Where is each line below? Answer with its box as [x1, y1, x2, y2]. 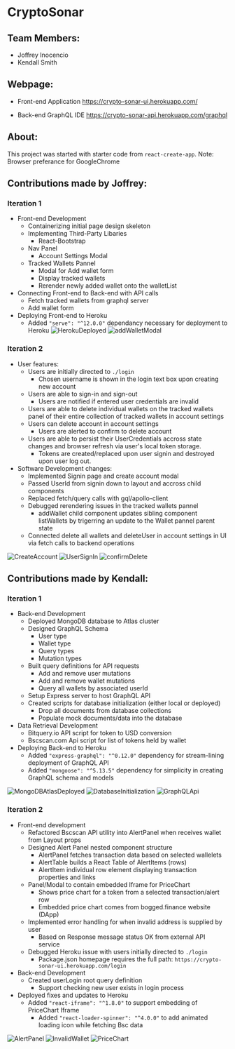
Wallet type [38, 639, 71, 648]
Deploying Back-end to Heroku [17, 744, 107, 752]
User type [38, 632, 68, 641]
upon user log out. [38, 457, 92, 465]
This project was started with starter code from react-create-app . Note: [7, 149, 215, 158]
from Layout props [27, 836, 82, 844]
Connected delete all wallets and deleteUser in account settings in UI [27, 531, 227, 540]
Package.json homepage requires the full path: [38, 955, 173, 963]
